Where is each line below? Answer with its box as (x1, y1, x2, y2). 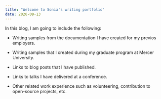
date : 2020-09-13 (5, 12, 41, 17)
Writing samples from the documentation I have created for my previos (12, 35, 157, 41)
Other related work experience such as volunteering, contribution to (12, 83, 151, 89)
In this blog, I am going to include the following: (5, 25, 101, 31)
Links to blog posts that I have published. (12, 64, 96, 70)
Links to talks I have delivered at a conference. (12, 74, 107, 79)
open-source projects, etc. (12, 88, 67, 94)
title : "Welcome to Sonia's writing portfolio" (5, 7, 105, 12)
